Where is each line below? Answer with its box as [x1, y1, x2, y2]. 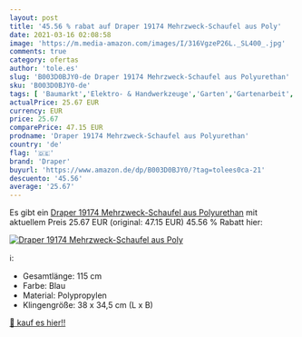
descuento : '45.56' [9, 173, 83, 183]
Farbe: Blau [22, 281, 66, 292]
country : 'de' [9, 140, 63, 149]
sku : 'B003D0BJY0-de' [9, 81, 92, 90]
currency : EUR [9, 106, 63, 115]
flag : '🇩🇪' [9, 148, 54, 157]
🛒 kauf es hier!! [9, 317, 66, 328]
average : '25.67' [9, 183, 75, 192]
